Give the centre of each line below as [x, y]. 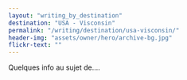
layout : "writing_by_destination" [66, 15]
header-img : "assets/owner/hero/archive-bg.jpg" [90, 38]
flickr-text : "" [35, 45]
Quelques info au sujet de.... [55, 67]
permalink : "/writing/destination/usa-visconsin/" [94, 30]
